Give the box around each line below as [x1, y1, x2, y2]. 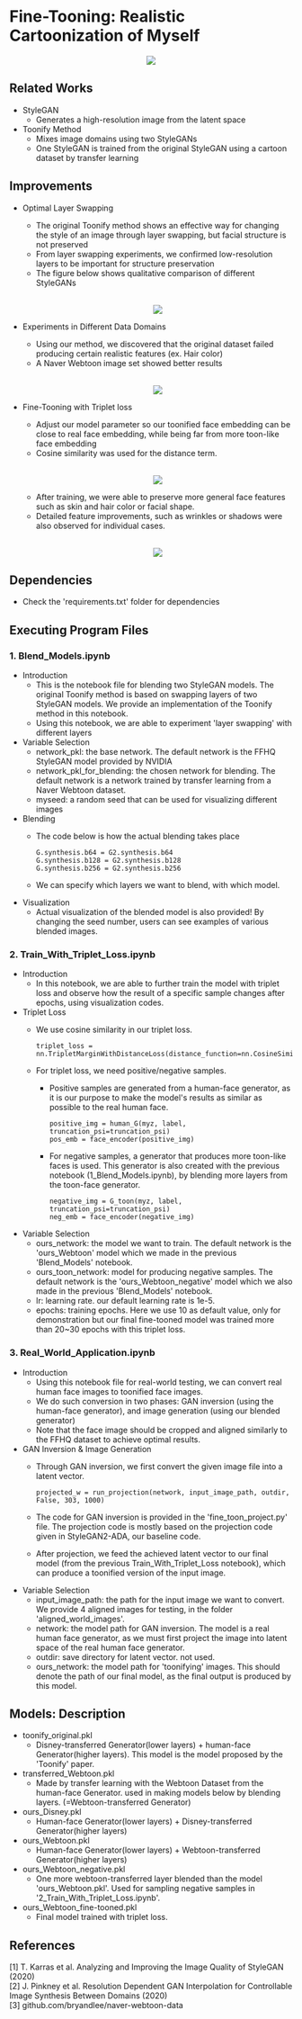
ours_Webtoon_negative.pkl [22, 1864, 126, 1875]
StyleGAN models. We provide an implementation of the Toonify [35, 699, 272, 710]
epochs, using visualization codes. [35, 997, 164, 1009]
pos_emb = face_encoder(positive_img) [49, 1135, 195, 1144]
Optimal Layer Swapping [22, 202, 114, 213]
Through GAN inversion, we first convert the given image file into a [35, 1460, 283, 1472]
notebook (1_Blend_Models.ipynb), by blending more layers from [49, 1170, 288, 1180]
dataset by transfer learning [35, 152, 139, 163]
